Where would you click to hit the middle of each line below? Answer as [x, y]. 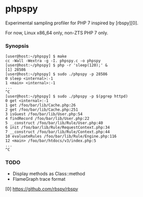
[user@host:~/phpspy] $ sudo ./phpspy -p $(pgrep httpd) [67, 96]
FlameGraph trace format [39, 179]
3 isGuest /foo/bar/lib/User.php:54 [44, 114]
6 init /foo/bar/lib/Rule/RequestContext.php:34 [58, 127]
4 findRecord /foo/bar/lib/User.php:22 [47, 119]
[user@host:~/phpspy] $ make [36, 56]
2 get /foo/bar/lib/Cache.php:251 [42, 110]
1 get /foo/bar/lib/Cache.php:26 [41, 105]
